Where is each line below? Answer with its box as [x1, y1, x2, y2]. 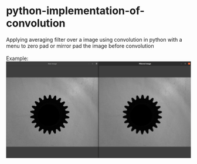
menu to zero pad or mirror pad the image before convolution [6, 42, 154, 49]
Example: [6, 55, 29, 62]
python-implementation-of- [6, 4, 145, 18]
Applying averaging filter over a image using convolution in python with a [6, 36, 183, 43]
